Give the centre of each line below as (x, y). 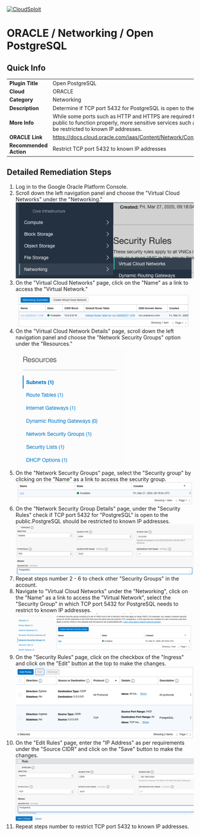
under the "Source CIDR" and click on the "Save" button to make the (99, 749)
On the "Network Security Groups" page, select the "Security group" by (103, 473)
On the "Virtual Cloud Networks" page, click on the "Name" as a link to (102, 282)
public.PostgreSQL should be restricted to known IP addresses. (93, 522)
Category (21, 100)
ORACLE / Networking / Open (80, 33)
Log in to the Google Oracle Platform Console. (72, 186)
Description (24, 108)
